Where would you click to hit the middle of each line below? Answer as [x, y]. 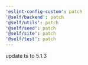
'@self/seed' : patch [31, 28]
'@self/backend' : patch [35, 17]
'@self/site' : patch [31, 34]
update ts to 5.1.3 [26, 56]
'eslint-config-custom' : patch [44, 12]
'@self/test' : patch [31, 39]
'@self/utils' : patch [32, 22]
